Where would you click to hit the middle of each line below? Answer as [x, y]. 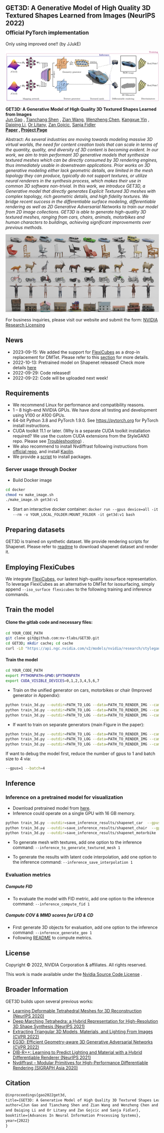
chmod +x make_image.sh [30, 495]
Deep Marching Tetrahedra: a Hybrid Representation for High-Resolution [85, 1021]
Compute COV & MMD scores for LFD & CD [50, 915]
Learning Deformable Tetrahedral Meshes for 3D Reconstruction [77, 1011]
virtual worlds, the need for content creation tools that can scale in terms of [82, 144]
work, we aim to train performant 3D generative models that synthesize [77, 155]
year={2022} [18, 1121]
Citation [18, 1083]
